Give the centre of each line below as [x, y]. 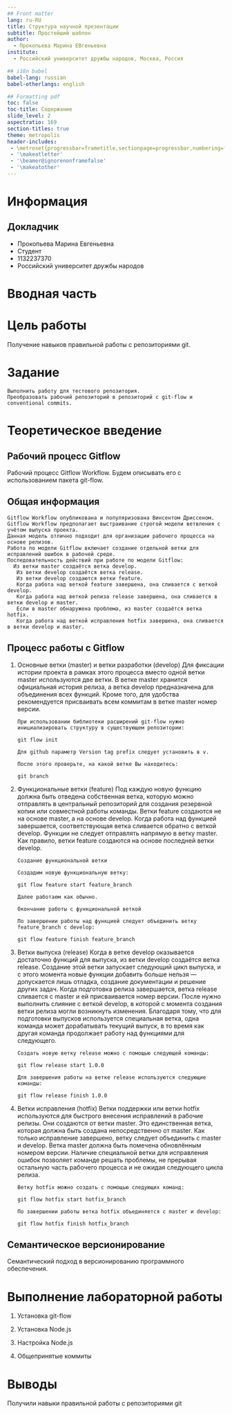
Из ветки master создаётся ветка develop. [75, 566]
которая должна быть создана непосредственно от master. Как [111, 1130]
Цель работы [47, 325]
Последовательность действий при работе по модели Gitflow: [96, 560]
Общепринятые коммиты [54, 1356]
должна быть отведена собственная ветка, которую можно [105, 796]
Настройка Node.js [45, 1343]
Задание [33, 373]
